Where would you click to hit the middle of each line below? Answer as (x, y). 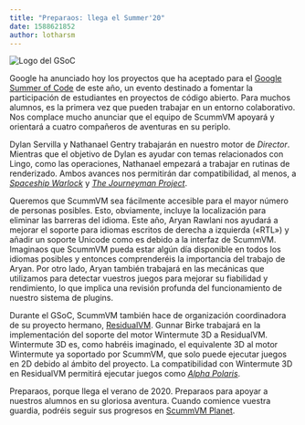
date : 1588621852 (42, 26)
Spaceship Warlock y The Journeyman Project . (99, 183)
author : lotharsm (42, 35)
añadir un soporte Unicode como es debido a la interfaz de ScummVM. (143, 240)
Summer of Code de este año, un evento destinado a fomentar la (131, 88)
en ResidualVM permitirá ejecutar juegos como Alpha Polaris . (125, 374)
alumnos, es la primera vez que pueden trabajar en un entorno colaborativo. (152, 108)
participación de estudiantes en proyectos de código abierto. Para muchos (150, 98)
